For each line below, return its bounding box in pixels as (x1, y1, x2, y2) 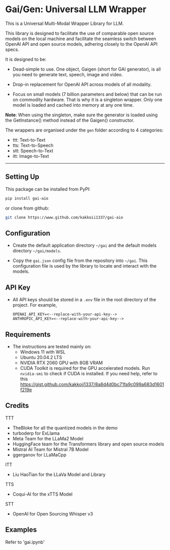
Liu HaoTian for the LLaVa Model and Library (12, 471, 106, 477)
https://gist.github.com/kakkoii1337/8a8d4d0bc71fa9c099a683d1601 (20, 381, 164, 387)
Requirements (5, 330, 51, 339)
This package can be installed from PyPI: (5, 186, 91, 192)
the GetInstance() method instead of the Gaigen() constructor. (5, 117, 135, 123)
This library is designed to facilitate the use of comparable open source (5, 30, 154, 36)
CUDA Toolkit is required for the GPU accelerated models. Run (20, 365, 150, 371)
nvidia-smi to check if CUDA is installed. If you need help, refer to (20, 370, 158, 376)
